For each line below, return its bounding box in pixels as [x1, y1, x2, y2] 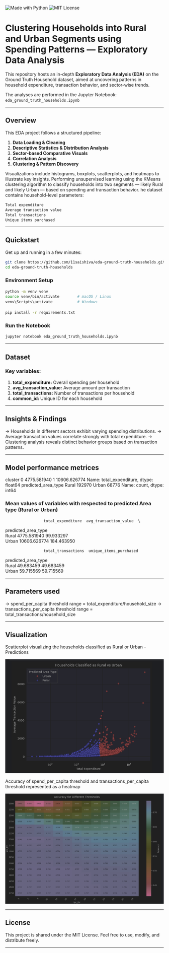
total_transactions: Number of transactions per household [12, 390, 135, 396]
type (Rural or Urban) [5, 506, 58, 513]
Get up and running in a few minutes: [5, 249, 82, 255]
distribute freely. [5, 937, 39, 943]
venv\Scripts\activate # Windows [5, 300, 98, 305]
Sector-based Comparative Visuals [12, 150, 88, 156]
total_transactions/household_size [5, 611, 76, 617]
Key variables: [5, 368, 41, 375]
